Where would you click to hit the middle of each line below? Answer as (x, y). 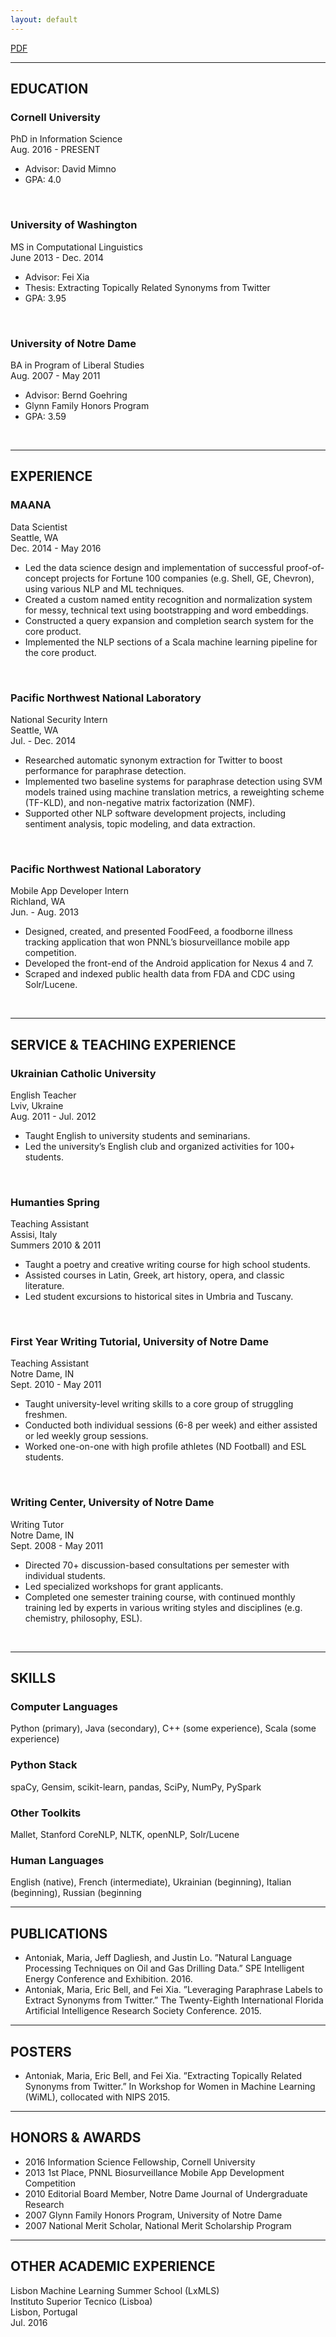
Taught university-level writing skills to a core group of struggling (159, 1404)
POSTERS (41, 2051)
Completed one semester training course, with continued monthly (160, 1597)
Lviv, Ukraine (37, 1105)
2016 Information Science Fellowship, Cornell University (140, 2162)
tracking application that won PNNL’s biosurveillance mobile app (157, 942)
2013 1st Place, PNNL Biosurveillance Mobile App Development (154, 2172)
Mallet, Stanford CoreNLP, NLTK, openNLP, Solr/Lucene (125, 1835)
